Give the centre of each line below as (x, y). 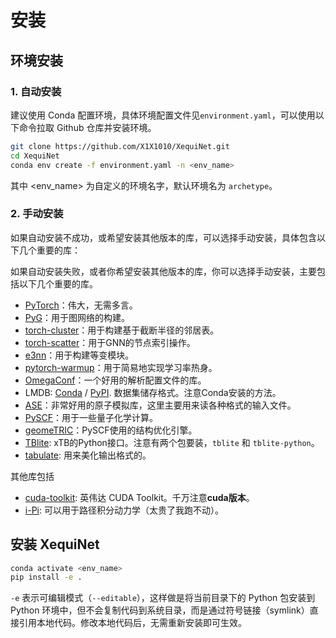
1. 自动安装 (36, 91)
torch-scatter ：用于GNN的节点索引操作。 (110, 342)
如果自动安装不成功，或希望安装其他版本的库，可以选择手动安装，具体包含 (163, 237)
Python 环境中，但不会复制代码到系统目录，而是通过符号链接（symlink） (160, 610)
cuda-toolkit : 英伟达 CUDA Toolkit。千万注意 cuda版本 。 (139, 497)
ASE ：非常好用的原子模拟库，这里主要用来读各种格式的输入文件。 (160, 405)
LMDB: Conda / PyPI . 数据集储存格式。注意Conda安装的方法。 (153, 392)
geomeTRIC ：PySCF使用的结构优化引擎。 (111, 430)
